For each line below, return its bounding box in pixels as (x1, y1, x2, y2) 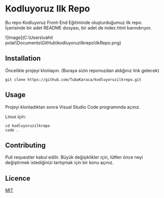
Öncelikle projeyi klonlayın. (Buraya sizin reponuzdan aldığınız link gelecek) (5, 67, 160, 73)
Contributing (5, 141, 46, 150)
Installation (5, 54, 41, 63)
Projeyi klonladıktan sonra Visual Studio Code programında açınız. (5, 104, 141, 110)
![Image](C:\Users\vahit (5, 34, 53, 40)
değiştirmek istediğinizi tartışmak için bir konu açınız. (5, 160, 114, 166)
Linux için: (5, 113, 26, 120)
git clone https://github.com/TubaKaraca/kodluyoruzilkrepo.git (5, 77, 142, 82)
